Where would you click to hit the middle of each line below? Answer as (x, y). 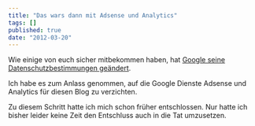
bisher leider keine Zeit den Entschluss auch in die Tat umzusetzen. (117, 116)
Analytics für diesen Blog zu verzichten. (73, 92)
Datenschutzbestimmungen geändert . (70, 69)
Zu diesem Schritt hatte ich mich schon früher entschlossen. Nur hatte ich (128, 107)
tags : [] (22, 23)
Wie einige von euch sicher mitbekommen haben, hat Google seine (117, 60)
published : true (35, 30)
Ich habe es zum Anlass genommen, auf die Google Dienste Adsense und (127, 83)
